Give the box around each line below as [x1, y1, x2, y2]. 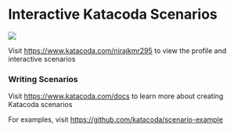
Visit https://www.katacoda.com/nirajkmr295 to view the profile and [8, 45, 227, 55]
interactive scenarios [8, 54, 76, 63]
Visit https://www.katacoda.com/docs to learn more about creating [8, 91, 224, 101]
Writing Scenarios [8, 73, 78, 84]
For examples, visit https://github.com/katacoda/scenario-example [8, 115, 223, 124]
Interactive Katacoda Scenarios [8, 5, 218, 23]
